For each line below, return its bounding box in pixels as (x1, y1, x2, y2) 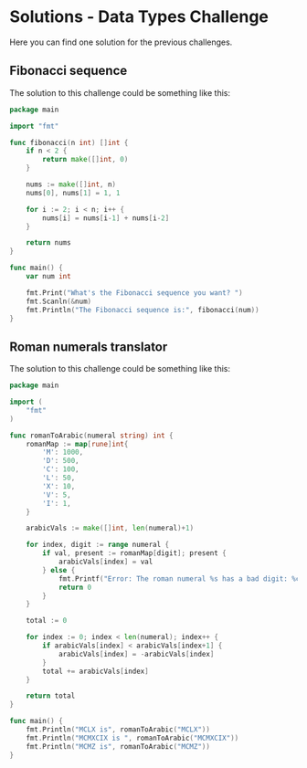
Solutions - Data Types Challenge (9, 6, 270, 27)
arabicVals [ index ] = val (58, 557, 153, 567)
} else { (42, 565, 76, 574)
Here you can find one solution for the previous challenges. (9, 37, 233, 47)
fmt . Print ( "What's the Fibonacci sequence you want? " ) (26, 288, 244, 298)
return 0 (58, 583, 92, 592)
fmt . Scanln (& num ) (26, 297, 92, 306)
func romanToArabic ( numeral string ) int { (9, 431, 174, 440)
